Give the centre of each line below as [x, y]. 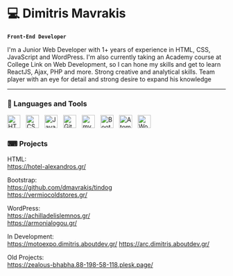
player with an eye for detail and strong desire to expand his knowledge [109, 79]
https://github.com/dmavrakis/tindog [60, 187]
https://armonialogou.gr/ [42, 222]
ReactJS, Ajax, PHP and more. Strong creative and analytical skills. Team [111, 72]
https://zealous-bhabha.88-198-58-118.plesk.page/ [80, 264]
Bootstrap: [22, 180]
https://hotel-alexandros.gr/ [47, 166]
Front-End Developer [37, 36]
